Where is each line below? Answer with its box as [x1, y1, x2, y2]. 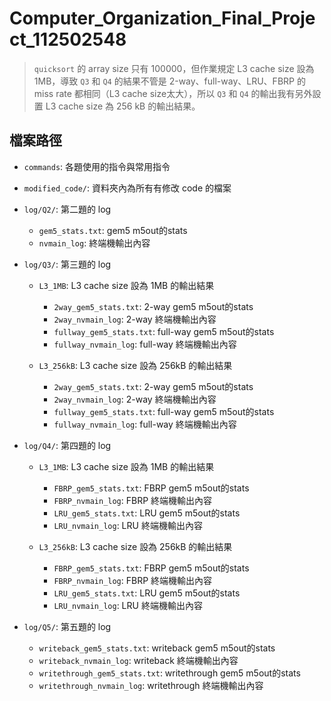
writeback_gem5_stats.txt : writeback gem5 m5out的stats [38, 642, 276, 654]
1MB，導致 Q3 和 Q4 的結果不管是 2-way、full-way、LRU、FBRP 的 [33, 75, 306, 87]
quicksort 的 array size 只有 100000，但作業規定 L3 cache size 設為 [33, 62, 315, 74]
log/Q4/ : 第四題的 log [23, 439, 112, 451]
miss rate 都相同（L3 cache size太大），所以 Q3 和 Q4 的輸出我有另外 [33, 87, 313, 99]
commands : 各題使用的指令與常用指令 [23, 160, 171, 172]
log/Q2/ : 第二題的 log [23, 203, 112, 215]
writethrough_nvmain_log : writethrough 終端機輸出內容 [38, 679, 264, 691]
